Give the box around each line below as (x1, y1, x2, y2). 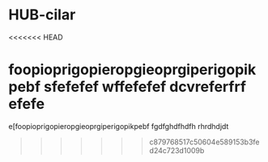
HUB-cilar (8, 6, 76, 24)
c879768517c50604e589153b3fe (149, 137, 260, 147)
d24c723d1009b (149, 145, 205, 155)
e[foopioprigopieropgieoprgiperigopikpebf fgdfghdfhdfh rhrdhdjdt (8, 121, 229, 131)
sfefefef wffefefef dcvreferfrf (43, 78, 247, 96)
